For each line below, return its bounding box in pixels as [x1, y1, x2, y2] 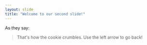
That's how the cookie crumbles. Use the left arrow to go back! [16, 34, 143, 40]
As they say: [5, 25, 30, 30]
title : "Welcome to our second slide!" [5, 12, 86, 16]
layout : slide [5, 7, 34, 12]
